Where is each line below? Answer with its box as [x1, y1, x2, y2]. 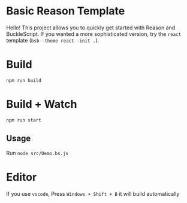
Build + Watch [6, 98, 77, 111]
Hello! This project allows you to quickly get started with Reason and [6, 24, 176, 31]
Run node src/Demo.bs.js [6, 149, 69, 156]
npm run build [6, 77, 42, 83]
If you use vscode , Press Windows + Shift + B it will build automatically [6, 190, 180, 197]
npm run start [6, 117, 42, 123]
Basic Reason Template [6, 4, 125, 18]
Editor [6, 170, 37, 184]
